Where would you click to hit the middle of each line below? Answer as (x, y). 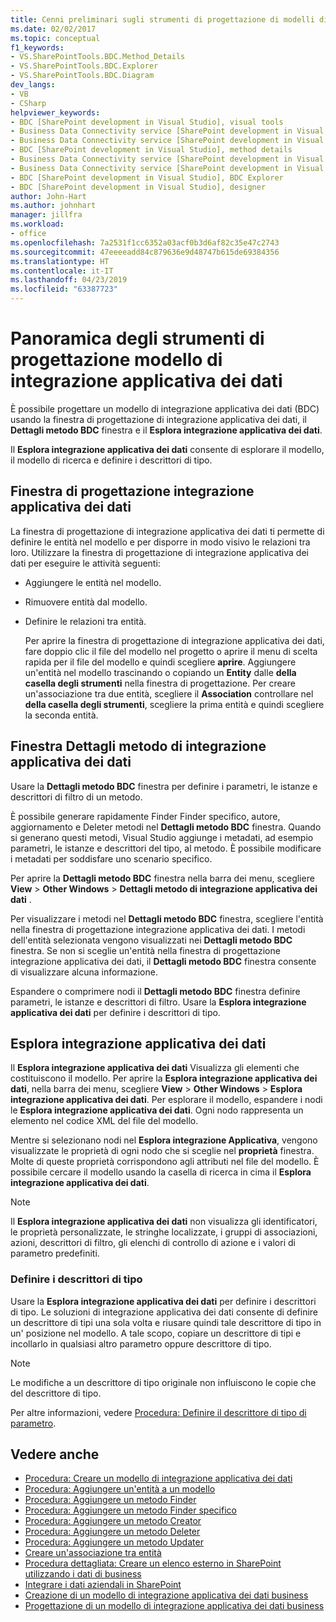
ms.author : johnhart (53, 206)
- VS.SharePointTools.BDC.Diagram (82, 76)
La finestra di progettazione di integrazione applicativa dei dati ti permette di (167, 531)
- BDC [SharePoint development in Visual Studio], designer (138, 187)
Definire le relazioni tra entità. (85, 621)
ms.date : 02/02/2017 (53, 29)
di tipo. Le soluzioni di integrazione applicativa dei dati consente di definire (164, 1312)
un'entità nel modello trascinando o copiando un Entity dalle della (160, 672)
